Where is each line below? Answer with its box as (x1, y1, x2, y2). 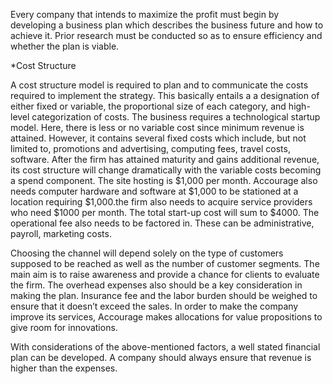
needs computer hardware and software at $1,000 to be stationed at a (10, 185, 299, 197)
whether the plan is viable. (10, 40, 120, 52)
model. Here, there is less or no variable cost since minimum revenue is (10, 122, 305, 133)
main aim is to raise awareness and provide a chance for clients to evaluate (10, 269, 320, 280)
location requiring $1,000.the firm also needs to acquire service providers (10, 196, 313, 208)
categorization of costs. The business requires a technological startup (31, 111, 321, 123)
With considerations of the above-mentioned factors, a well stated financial (10, 341, 321, 353)
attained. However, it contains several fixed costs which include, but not (10, 132, 307, 144)
